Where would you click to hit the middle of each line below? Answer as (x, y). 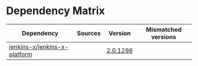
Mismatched (164, 29)
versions (164, 37)
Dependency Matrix (55, 11)
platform (21, 54)
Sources (89, 33)
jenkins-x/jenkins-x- (39, 47)
